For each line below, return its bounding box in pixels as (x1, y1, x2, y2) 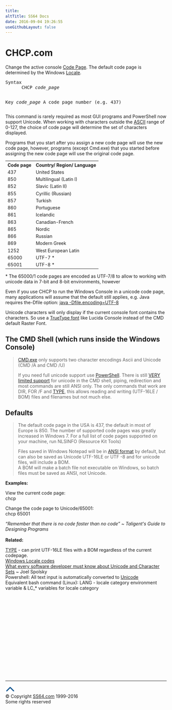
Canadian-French (35, 219, 74, 225)
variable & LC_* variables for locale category (5, 585, 99, 591)
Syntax (5, 79, 22, 86)
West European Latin (35, 247, 80, 254)
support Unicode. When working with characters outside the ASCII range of (5, 119, 165, 125)
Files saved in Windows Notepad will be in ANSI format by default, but (17, 448, 166, 454)
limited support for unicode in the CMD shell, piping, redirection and (17, 377, 161, 384)
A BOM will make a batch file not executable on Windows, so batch (17, 465, 160, 471)
